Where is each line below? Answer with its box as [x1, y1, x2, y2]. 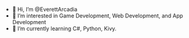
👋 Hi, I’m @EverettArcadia [12, 6, 78, 13]
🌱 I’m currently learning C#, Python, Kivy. [12, 25, 117, 32]
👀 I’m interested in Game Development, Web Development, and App [12, 12, 183, 19]
